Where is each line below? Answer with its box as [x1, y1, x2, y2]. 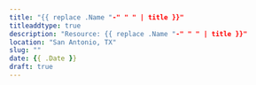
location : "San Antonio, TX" [9, 37, 117, 47]
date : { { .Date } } [9, 54, 77, 63]
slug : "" [9, 46, 42, 55]
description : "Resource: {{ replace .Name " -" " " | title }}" [9, 29, 248, 38]
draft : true [9, 63, 53, 72]
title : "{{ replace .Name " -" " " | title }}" [9, 12, 184, 22]
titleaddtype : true [9, 21, 81, 30]
